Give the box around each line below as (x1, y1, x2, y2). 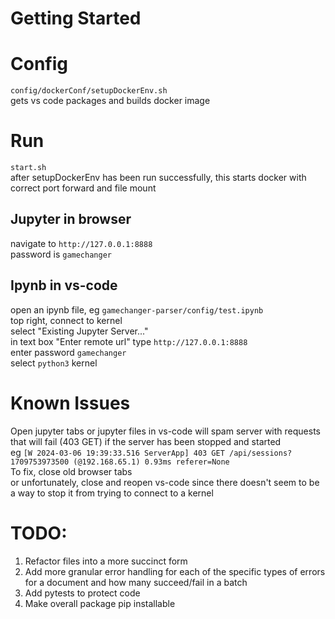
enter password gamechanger (10, 346, 127, 358)
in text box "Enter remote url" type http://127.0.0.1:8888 (10, 335, 248, 347)
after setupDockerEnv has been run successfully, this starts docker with (10, 172, 307, 184)
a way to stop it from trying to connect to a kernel (10, 487, 214, 499)
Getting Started (10, 7, 142, 30)
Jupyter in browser (10, 211, 132, 228)
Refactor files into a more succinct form (24, 555, 188, 567)
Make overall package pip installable (24, 597, 176, 609)
